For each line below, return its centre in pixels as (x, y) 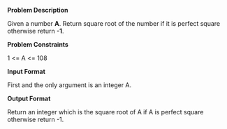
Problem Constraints (38, 44)
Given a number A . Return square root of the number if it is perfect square (114, 23)
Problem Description (38, 10)
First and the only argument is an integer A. (69, 85)
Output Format (29, 98)
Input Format (26, 71)
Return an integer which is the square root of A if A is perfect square (105, 112)
